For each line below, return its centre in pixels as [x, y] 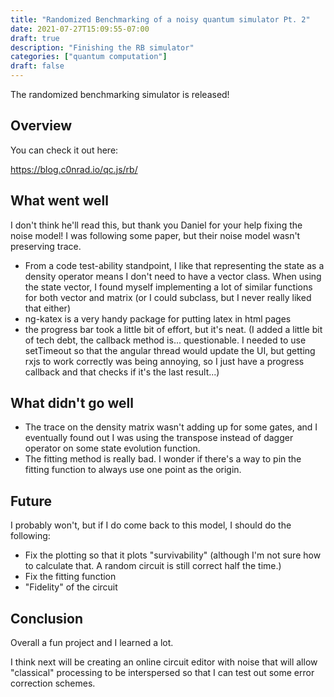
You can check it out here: [64, 150]
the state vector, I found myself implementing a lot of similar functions [168, 287]
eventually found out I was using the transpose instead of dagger [159, 438]
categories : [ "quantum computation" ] [89, 57]
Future [31, 501]
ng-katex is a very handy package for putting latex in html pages [158, 318]
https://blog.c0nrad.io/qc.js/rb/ [74, 169]
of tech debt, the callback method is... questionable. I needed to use [165, 340]
